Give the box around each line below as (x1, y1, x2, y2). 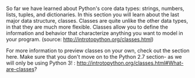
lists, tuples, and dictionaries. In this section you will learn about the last (6, 11, 180, 18)
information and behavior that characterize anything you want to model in (6, 30, 183, 37)
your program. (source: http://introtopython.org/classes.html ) (6, 36, 154, 42)
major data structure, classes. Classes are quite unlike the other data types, (6, 17, 189, 24)
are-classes (6, 66, 35, 72)
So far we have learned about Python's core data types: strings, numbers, (6, 5, 184, 12)
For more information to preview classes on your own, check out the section (6, 47, 190, 54)
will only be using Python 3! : (6, 59, 76, 66)
